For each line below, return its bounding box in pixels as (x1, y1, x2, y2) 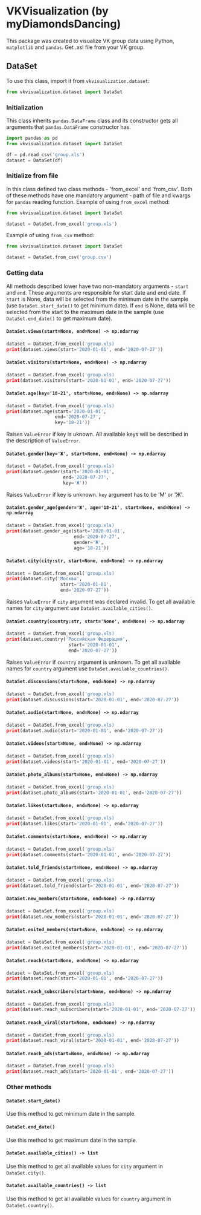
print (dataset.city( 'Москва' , (6, 576, 83, 582)
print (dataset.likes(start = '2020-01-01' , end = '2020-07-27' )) (6, 820, 164, 827)
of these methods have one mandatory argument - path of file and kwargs (6, 192, 191, 199)
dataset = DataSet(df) (6, 157, 63, 163)
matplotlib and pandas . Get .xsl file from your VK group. (6, 44, 145, 51)
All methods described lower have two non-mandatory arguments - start (6, 283, 189, 290)
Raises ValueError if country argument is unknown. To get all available (6, 658, 181, 666)
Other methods (6, 1083, 52, 1092)
